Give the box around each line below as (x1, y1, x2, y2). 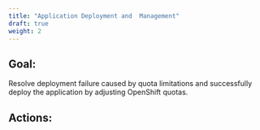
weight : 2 (8, 27, 42, 35)
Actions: (8, 110, 53, 124)
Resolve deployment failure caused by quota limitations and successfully (8, 79, 253, 89)
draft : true (8, 19, 49, 28)
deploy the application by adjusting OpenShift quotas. (8, 87, 188, 97)
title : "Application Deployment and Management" (8, 11, 180, 20)
